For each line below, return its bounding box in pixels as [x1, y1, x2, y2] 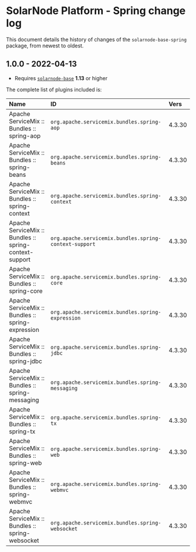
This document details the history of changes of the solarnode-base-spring [6, 36, 187, 43]
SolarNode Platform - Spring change [6, 4, 186, 18]
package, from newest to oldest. [6, 42, 84, 49]
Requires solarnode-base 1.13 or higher [14, 74, 108, 81]
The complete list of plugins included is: [6, 86, 102, 93]
